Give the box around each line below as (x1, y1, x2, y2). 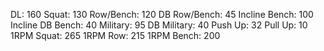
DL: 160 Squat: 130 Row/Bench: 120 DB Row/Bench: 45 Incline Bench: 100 (10, 9, 314, 20)
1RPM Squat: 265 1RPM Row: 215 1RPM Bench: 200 (10, 30, 221, 41)
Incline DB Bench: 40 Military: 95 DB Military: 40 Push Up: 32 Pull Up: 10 (10, 19, 308, 31)
